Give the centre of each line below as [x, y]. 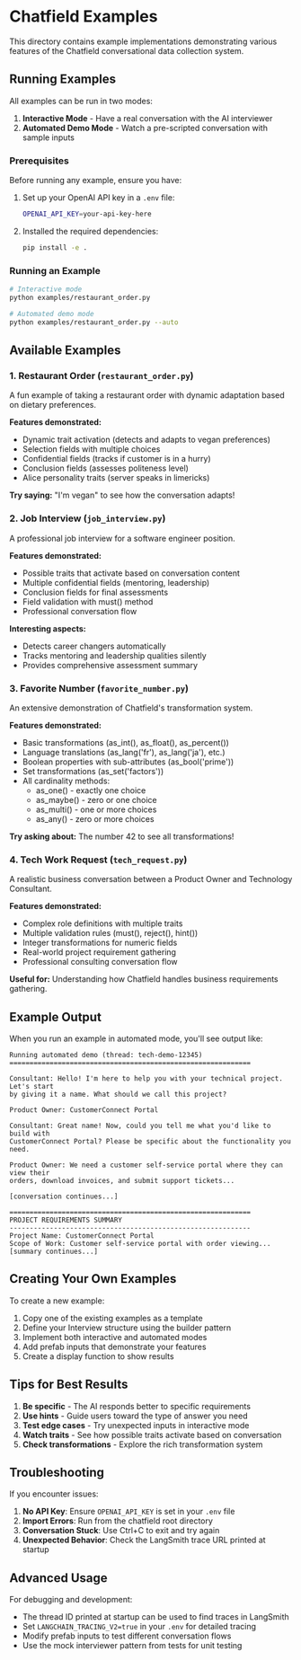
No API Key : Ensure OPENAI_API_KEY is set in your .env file [128, 1512]
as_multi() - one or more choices [96, 809]
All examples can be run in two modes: [81, 101]
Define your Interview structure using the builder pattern [127, 1328]
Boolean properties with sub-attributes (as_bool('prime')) [128, 762]
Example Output [55, 1017]
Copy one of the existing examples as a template [113, 1318]
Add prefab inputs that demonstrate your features [114, 1347]
